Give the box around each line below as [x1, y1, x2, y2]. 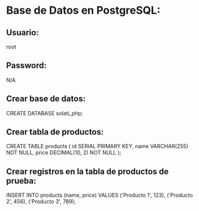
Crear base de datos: [6, 94, 86, 104]
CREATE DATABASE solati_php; [6, 109, 83, 117]
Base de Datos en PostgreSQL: [6, 4, 161, 17]
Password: [6, 60, 47, 71]
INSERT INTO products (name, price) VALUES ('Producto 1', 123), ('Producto [6, 192, 193, 199]
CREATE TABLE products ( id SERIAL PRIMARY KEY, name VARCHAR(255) [6, 143, 189, 150]
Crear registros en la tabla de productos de [6, 166, 169, 176]
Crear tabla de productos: [6, 127, 104, 137]
